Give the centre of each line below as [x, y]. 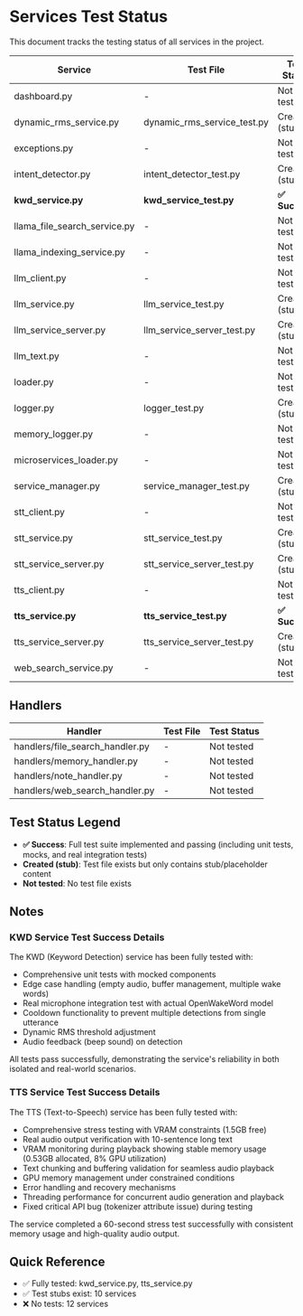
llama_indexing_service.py [69, 252]
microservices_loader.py [66, 460]
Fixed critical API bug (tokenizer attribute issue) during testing [138, 1206]
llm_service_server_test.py [200, 330]
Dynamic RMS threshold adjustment [89, 1032]
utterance [40, 1022]
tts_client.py [39, 589]
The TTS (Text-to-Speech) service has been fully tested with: [124, 1112]
